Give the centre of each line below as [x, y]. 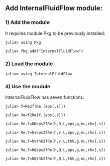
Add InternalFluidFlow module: [54, 8]
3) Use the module [28, 86]
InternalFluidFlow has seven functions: [45, 97]
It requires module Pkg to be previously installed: [55, 33]
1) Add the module [27, 22]
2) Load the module [29, 63]
